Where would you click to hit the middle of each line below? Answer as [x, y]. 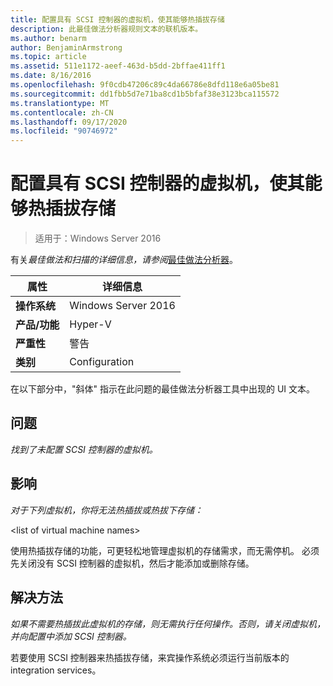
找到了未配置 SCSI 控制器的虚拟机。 [84, 449]
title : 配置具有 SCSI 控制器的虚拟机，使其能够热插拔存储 [117, 19]
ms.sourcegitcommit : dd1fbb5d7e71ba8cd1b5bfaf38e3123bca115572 [145, 94]
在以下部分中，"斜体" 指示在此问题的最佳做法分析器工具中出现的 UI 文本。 [163, 389]
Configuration [102, 362]
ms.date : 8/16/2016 [51, 76]
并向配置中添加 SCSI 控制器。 [71, 636]
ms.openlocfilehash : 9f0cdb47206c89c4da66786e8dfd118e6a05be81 [145, 85]
